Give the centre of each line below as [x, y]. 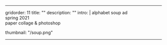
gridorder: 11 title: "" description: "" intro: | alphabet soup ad [66, 12]
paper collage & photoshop [33, 23]
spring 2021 [17, 18]
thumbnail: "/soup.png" [29, 33]
